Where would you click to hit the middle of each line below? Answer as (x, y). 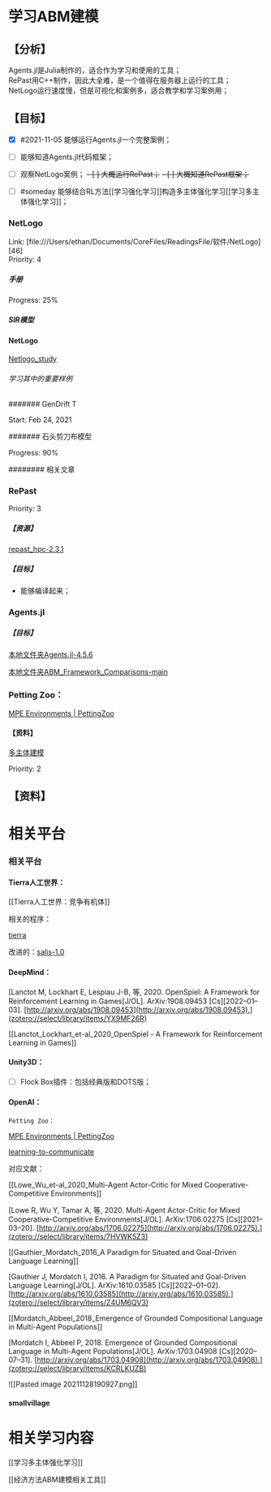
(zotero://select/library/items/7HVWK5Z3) (78, 1237)
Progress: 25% (33, 300)
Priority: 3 (25, 509)
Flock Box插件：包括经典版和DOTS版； (86, 1081)
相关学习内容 (52, 1438)
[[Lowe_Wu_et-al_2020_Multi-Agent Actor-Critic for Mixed (105, 1185)
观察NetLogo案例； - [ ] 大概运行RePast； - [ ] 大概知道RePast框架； (135, 174)
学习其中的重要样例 (41, 378)
